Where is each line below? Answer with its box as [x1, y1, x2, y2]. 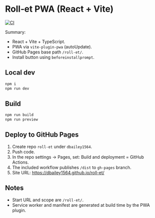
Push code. [12, 148, 35, 155]
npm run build [5, 113, 34, 118]
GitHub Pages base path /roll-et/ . [12, 49, 84, 55]
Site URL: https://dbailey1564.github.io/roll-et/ [12, 170, 105, 175]
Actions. [12, 159, 29, 165]
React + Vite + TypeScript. [12, 38, 65, 45]
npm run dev [5, 86, 29, 91]
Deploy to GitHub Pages [5, 131, 79, 139]
